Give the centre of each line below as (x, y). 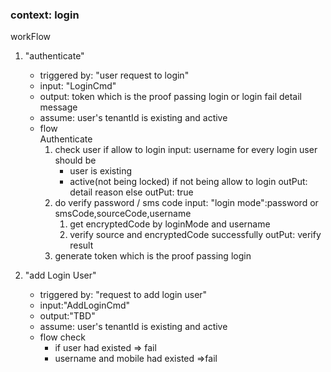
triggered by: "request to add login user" (123, 295)
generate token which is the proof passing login (153, 256)
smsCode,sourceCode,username (123, 214)
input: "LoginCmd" (78, 86)
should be (75, 160)
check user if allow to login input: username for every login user (186, 150)
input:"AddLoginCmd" (85, 305)
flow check (62, 337)
